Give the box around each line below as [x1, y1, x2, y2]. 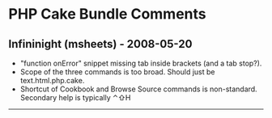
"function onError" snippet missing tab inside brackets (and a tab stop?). [19, 58, 262, 68]
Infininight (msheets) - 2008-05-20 [8, 37, 193, 51]
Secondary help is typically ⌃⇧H [19, 93, 131, 102]
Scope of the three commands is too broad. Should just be [19, 67, 216, 77]
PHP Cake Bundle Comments [8, 5, 206, 23]
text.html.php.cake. [19, 76, 85, 85]
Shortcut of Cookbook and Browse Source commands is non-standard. [19, 84, 257, 94]
